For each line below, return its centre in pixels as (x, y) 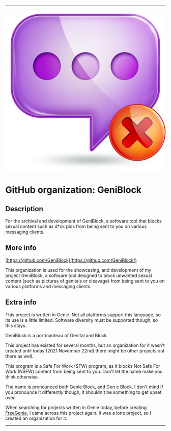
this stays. (16, 325)
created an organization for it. (36, 418)
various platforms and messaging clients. (48, 286)
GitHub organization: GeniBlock (73, 190)
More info (21, 248)
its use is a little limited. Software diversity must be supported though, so (82, 320)
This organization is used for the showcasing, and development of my (78, 270)
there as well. (19, 356)
